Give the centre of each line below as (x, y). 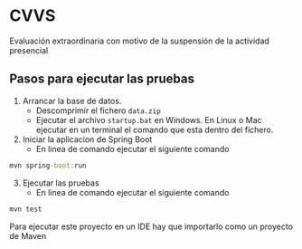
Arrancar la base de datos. (72, 101)
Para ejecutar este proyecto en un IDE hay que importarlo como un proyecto (151, 226)
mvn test (26, 209)
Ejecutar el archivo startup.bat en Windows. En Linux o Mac (149, 120)
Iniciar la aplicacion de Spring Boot (87, 139)
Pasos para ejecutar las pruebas (102, 79)
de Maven (28, 235)
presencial (29, 50)
